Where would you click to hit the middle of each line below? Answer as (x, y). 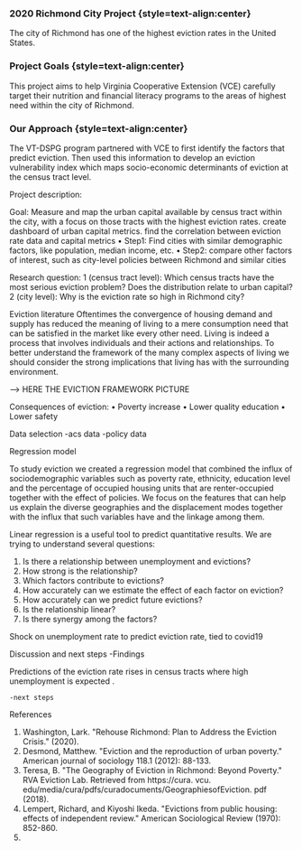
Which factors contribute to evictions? (93, 580)
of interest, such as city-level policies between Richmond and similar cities (148, 259)
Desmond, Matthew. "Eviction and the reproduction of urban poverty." (152, 751)
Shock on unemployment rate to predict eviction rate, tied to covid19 (136, 636)
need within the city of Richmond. (72, 105)
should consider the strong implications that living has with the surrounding (149, 362)
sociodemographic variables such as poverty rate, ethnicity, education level (150, 478)
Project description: (46, 194)
